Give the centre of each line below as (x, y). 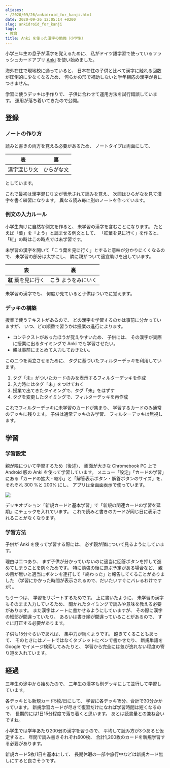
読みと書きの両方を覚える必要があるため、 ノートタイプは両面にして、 (79, 146)
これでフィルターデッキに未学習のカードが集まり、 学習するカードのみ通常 (83, 408)
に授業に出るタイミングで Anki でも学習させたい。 (65, 344)
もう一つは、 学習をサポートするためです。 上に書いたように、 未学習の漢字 (84, 598)
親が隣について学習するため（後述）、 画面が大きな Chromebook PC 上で (81, 466)
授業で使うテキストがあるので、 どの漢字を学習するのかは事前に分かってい (83, 320)
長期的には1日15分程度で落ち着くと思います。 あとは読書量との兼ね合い (90, 713)
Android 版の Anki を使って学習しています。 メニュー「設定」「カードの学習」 (85, 472)
